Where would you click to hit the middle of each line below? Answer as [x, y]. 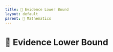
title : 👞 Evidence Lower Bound [37, 9]
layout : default [22, 14]
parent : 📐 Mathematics [28, 18]
